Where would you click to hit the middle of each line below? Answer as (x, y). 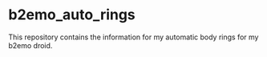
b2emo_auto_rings (72, 15)
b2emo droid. (30, 45)
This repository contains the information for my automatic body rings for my (133, 37)
